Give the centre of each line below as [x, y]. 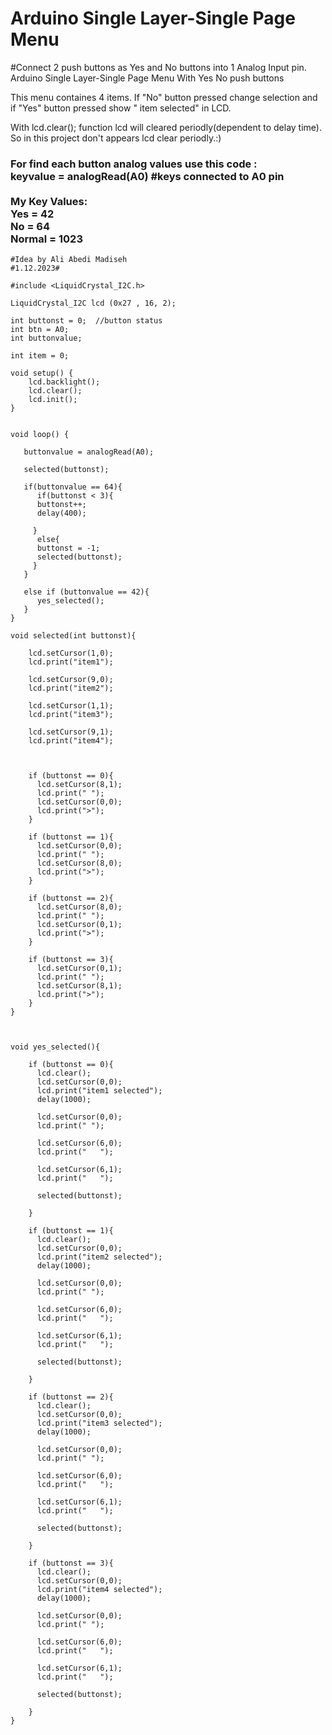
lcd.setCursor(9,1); [71, 732]
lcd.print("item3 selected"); [99, 1423]
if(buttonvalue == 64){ [73, 487]
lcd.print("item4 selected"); [99, 1590]
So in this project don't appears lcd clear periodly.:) [116, 138]
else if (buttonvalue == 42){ [86, 592]
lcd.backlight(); [64, 382]
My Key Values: [49, 201]
